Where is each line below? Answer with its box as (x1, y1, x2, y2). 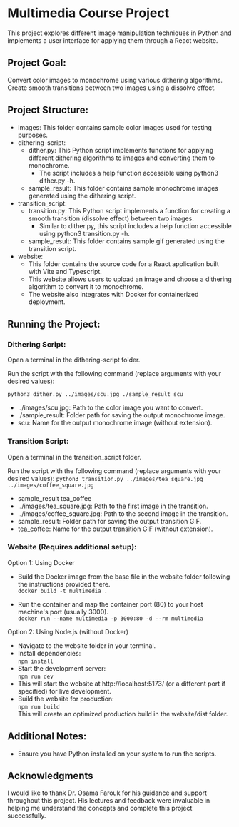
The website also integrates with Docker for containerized (28, 290, 199, 298)
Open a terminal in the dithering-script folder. (7, 355, 141, 365)
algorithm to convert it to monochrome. (28, 282, 144, 290)
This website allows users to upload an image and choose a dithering (28, 275, 232, 283)
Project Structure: (7, 104, 89, 116)
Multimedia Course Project (7, 5, 170, 21)
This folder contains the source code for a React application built (28, 259, 219, 268)
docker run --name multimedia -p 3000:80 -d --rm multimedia (17, 615, 204, 622)
